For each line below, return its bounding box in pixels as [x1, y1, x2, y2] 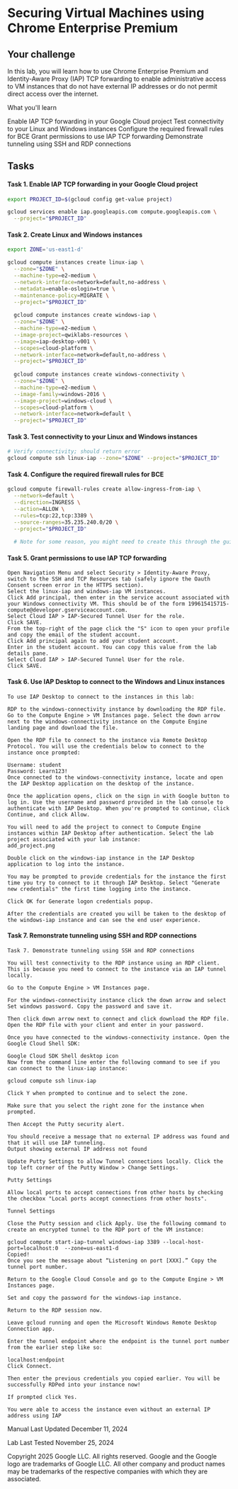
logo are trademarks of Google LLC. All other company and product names [7, 1459, 225, 1468]
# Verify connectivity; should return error [7, 448, 141, 455]
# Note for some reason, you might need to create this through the [13, 539, 220, 546]
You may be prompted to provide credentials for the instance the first [7, 873, 227, 880]
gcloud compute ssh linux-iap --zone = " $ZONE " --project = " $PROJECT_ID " [7, 455, 220, 462]
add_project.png [7, 842, 55, 849]
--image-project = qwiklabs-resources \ [13, 331, 129, 338]
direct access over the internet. [7, 90, 99, 98]
